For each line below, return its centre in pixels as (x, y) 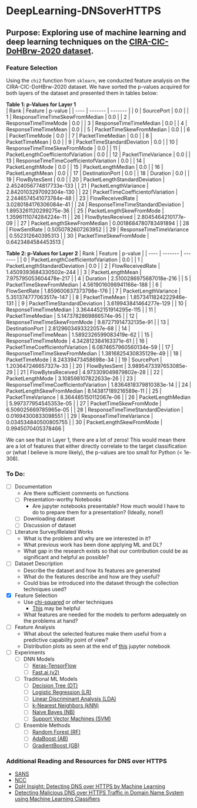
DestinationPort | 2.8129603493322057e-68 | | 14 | (68, 328)
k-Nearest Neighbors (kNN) (66, 706)
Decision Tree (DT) (55, 685)
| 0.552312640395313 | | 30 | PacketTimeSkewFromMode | (78, 235)
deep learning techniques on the (67, 41)
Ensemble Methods (47, 726)
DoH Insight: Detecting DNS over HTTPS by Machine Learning (90, 786)
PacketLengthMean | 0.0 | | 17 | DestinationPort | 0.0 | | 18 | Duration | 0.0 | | (98, 173)
